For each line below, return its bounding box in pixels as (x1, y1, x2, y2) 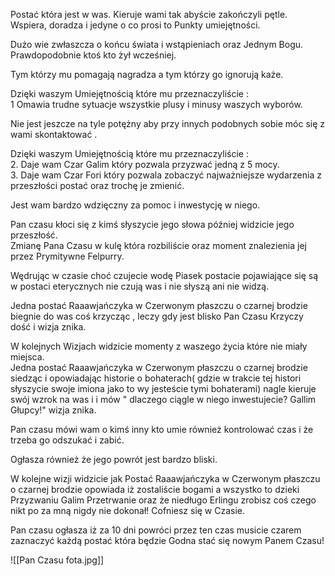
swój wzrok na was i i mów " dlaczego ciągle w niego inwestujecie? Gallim (10, 394, 317, 405)
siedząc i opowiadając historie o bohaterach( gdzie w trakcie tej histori (10, 372, 302, 384)
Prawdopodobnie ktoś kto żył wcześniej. (10, 49, 177, 61)
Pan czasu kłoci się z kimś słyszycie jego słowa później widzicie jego (10, 219, 295, 230)
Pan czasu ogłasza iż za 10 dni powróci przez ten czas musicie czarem (10, 524, 302, 536)
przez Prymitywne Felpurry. (10, 250, 125, 262)
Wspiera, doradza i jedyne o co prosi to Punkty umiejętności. (10, 19, 261, 31)
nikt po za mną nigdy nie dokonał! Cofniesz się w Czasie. (10, 505, 246, 516)
